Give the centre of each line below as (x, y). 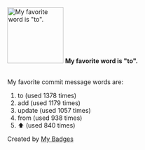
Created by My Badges (40, 139)
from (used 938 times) (50, 118)
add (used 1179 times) (49, 103)
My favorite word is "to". (101, 61)
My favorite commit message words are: (65, 82)
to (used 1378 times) (47, 95)
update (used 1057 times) (54, 110)
